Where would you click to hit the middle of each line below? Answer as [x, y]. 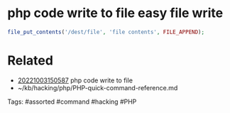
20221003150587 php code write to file [75, 80]
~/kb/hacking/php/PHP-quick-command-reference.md [98, 87]
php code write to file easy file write [115, 13]
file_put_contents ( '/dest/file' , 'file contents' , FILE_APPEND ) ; [106, 32]
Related [30, 60]
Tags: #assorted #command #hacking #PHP [72, 102]
